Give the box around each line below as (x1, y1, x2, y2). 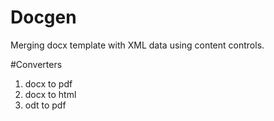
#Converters (10, 58, 63, 70)
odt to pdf (24, 99, 67, 111)
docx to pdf (24, 77, 73, 90)
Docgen (10, 6, 77, 29)
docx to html (24, 88, 77, 100)
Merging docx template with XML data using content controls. (10, 39, 265, 51)
